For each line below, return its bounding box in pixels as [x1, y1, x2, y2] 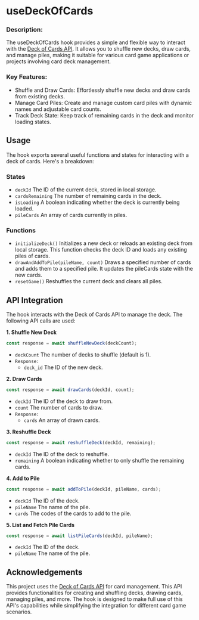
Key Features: [6, 73, 48, 81]
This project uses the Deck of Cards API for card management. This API [6, 583, 182, 590]
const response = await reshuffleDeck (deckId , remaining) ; [6, 439, 156, 445]
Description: [6, 26, 43, 34]
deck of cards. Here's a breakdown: [6, 157, 94, 165]
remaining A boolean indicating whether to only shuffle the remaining [14, 457, 185, 464]
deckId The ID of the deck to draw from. [14, 398, 113, 405]
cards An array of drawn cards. [23, 416, 100, 424]
